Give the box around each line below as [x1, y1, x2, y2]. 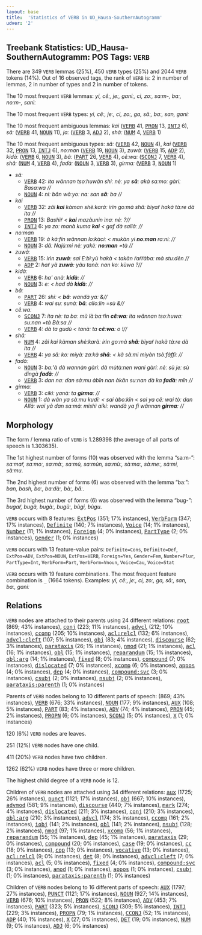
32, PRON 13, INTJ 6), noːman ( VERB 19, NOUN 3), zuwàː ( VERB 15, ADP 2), [6, 147, 186, 154]
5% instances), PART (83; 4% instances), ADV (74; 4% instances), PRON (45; [6, 705, 195, 713]
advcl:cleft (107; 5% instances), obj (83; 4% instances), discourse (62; [6, 635, 196, 643]
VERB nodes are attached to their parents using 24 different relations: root [6, 617, 190, 624]
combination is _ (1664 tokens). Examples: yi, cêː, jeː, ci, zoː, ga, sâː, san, [6, 577, 187, 583]
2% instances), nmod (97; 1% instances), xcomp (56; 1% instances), [6, 827, 173, 834]
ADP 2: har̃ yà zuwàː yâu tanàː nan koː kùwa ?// [23, 261, 142, 269]
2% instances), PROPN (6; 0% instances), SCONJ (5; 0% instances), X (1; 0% [6, 712, 194, 719]
